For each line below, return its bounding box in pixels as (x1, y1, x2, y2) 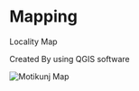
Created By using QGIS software (9, 53, 130, 64)
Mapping (9, 6, 79, 27)
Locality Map (9, 36, 58, 47)
